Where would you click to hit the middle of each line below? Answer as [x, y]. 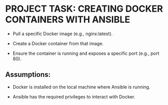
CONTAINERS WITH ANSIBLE [68, 20]
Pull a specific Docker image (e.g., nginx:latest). [62, 33]
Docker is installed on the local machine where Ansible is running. [81, 87]
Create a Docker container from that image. [58, 43]
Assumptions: [28, 75]
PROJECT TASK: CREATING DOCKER [84, 9]
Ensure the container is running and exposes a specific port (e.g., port [86, 53]
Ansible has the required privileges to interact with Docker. [74, 96]
